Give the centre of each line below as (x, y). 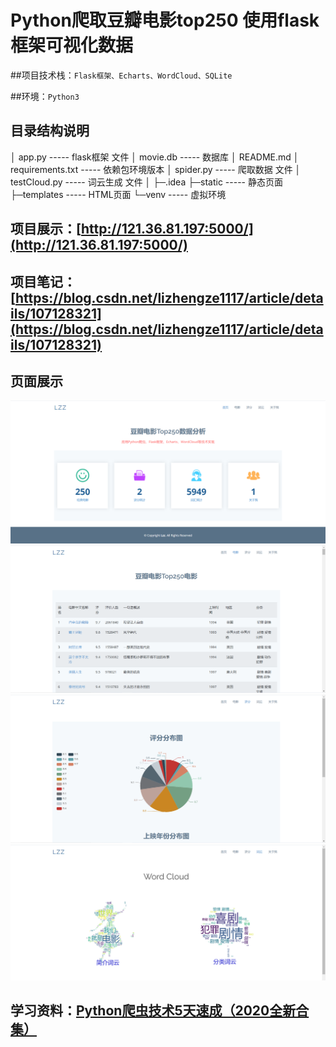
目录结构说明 (50, 131)
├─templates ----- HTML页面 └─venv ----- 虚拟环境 (118, 194)
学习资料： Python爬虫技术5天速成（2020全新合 (160, 1011)
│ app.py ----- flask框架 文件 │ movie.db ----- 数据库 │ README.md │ (155, 157)
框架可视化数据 (72, 45)
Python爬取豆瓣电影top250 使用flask (165, 20)
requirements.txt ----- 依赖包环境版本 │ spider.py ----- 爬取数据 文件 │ (156, 169)
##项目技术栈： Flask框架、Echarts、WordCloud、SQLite (121, 75)
